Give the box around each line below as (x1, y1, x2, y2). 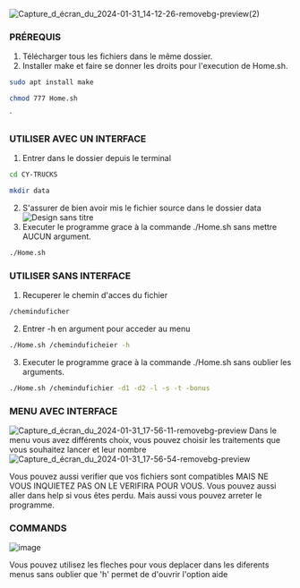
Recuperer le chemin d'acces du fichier (21, 290, 168, 301)
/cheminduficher (9, 307, 70, 317)
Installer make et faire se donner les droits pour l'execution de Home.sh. (21, 61, 288, 72)
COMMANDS (9, 522, 67, 534)
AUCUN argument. (21, 231, 91, 242)
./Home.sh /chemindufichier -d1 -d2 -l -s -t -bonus (9, 384, 210, 393)
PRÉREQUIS (9, 30, 61, 43)
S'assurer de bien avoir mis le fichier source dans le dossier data (21, 202, 261, 214)
